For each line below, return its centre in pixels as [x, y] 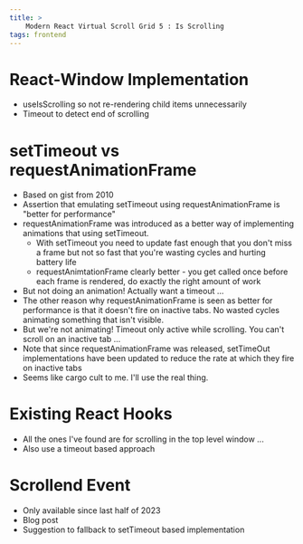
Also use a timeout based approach [89, 449]
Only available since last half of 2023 [91, 511]
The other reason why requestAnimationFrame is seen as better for [147, 301]
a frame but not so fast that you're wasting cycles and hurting [151, 253]
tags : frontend [38, 34]
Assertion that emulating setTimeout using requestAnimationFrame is [151, 205]
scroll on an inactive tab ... [71, 339]
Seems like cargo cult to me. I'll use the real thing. [115, 377]
